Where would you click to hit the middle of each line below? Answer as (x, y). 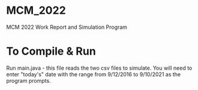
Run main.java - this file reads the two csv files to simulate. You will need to (99, 68)
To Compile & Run (51, 51)
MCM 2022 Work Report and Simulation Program (67, 27)
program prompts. (28, 80)
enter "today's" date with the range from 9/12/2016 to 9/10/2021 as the (94, 74)
